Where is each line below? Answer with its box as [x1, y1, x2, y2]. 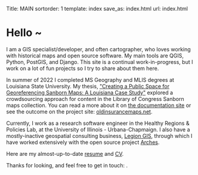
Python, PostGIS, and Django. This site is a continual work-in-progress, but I [6, 58, 193, 65]
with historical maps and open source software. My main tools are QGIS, [6, 52, 184, 59]
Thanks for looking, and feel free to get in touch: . [6, 161, 128, 169]
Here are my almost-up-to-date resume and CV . [6, 150, 124, 157]
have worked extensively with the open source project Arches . [6, 139, 160, 146]
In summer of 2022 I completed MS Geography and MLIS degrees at [6, 76, 175, 83]
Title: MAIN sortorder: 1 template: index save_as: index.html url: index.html [6, 5, 188, 12]
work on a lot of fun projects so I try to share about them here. [6, 65, 159, 72]
